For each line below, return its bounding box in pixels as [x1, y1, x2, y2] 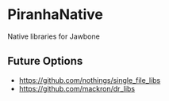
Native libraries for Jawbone [7, 32, 100, 41]
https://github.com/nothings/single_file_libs [18, 75, 161, 84]
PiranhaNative [7, 6, 104, 24]
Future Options [7, 54, 83, 68]
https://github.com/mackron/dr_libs [18, 84, 136, 93]
